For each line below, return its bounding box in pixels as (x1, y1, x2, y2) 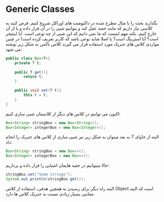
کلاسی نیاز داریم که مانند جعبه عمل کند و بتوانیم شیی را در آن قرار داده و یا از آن (5, 25, 153, 31)
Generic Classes (5, 3, 75, 15)
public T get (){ (14, 69, 49, 75)
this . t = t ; (23, 93, 49, 98)
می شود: (5, 46, 22, 52)
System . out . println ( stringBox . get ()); (5, 177, 86, 182)
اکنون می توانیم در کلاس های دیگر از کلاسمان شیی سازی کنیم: (5, 111, 121, 117)
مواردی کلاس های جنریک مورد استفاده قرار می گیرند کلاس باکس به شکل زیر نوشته (5, 41, 160, 47)
